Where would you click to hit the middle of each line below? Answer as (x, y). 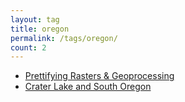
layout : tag (35, 19)
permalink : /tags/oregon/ (64, 38)
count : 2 (28, 47)
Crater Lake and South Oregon (88, 87)
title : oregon (40, 29)
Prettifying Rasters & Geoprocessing (99, 76)
